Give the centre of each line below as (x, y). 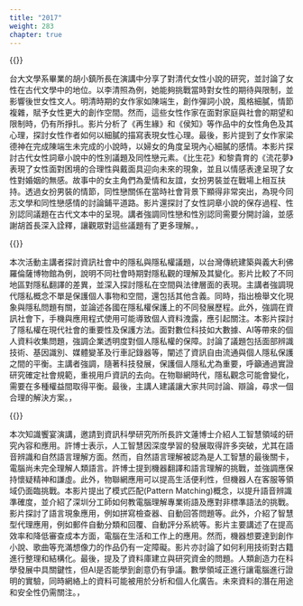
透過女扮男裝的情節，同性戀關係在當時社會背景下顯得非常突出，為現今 (155, 191)
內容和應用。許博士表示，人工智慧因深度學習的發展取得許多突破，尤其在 (151, 446)
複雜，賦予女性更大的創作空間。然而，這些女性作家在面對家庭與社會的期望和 (151, 113)
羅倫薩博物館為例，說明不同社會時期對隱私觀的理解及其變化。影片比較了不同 (151, 274)
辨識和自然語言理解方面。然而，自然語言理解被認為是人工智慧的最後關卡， (155, 457)
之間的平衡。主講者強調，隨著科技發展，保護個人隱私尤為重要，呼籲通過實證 (151, 364)
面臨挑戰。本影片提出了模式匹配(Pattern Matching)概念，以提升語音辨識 (159, 491)
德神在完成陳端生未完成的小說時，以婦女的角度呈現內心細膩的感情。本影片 (147, 146)
